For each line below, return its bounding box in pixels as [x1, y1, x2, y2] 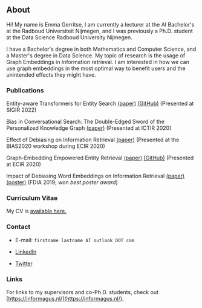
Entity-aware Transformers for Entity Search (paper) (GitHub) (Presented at [6, 100, 194, 107]
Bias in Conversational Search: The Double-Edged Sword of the [6, 118, 165, 126]
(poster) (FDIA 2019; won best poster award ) [6, 179, 118, 186]
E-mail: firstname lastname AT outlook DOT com [15, 236, 135, 243]
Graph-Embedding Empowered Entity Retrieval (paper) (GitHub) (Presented [6, 154, 194, 162]
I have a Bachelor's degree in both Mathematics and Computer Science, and [6, 45, 197, 53]
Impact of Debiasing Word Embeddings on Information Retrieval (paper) [6, 172, 185, 180]
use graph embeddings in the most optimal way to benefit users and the [6, 65, 186, 72]
